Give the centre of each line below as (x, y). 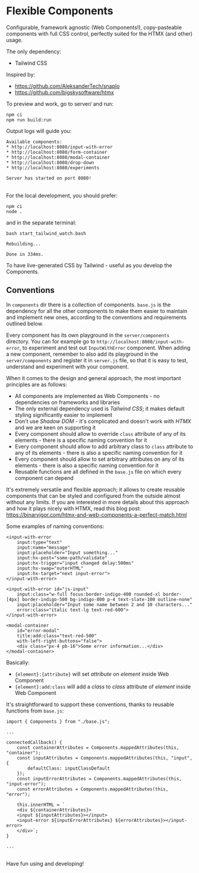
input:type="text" (40, 542)
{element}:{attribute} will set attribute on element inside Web (92, 674)
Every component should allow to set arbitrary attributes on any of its (99, 459)
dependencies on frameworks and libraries (67, 402)
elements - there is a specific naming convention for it (81, 440)
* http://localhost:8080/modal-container (58, 157)
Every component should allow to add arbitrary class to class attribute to (104, 446)
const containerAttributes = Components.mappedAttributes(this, (98, 747)
